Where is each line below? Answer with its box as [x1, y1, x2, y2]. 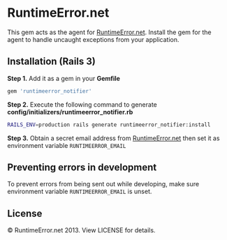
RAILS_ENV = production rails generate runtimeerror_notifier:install [7, 121, 211, 128]
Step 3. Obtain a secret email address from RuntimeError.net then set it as [7, 134, 220, 142]
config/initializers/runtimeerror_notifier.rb [7, 107, 133, 116]
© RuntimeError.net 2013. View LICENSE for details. [7, 226, 156, 234]
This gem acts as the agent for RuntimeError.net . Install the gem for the [7, 28, 212, 36]
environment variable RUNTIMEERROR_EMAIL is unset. [7, 187, 152, 196]
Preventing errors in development [7, 161, 157, 173]
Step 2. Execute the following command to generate [7, 100, 157, 109]
